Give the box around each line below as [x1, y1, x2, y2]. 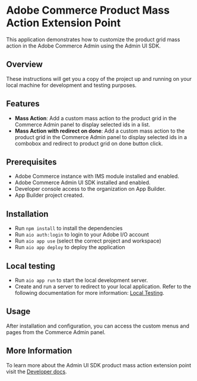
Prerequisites [6, 157, 57, 167]
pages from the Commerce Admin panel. [6, 328, 106, 336]
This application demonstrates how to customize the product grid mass [6, 36, 180, 43]
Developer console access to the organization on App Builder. [14, 185, 166, 193]
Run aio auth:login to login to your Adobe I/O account [14, 231, 150, 238]
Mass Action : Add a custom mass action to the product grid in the [14, 114, 177, 122]
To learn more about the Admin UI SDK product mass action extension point [6, 361, 192, 369]
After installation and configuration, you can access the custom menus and [6, 322, 190, 329]
